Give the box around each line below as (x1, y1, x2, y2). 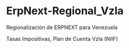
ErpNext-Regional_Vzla (6, 4, 124, 18)
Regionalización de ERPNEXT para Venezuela (6, 24, 118, 31)
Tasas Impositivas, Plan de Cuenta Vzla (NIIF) (6, 35, 118, 42)
